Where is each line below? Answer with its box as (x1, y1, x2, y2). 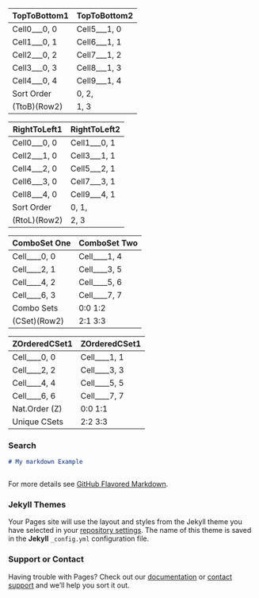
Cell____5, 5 (80, 377, 124, 388)
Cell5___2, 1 (70, 163, 116, 174)
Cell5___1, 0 (76, 24, 122, 34)
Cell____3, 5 (78, 264, 123, 275)
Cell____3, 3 (80, 365, 124, 376)
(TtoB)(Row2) (12, 101, 63, 112)
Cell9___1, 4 (76, 75, 122, 86)
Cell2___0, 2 (12, 49, 58, 60)
